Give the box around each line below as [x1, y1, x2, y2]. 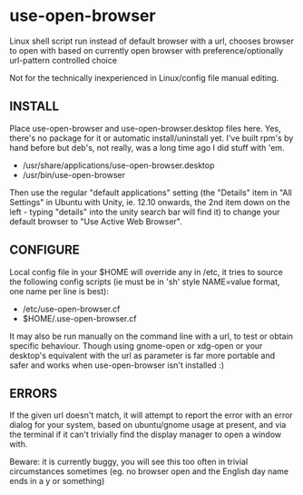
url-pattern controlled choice [9, 54, 118, 65]
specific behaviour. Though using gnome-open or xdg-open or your [9, 340, 263, 351]
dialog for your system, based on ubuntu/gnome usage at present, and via [9, 420, 287, 431]
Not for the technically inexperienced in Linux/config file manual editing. [9, 72, 279, 83]
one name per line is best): [9, 285, 109, 296]
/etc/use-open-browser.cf [22, 303, 121, 314]
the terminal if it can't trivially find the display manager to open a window [9, 429, 282, 441]
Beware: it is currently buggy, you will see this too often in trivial [9, 456, 249, 468]
